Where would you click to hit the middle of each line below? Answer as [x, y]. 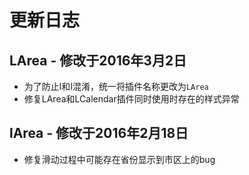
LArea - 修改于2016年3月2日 [98, 60]
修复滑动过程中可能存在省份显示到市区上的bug [119, 159]
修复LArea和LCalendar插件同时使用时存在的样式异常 [131, 99]
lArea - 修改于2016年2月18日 [99, 133]
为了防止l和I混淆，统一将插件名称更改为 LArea [116, 86]
